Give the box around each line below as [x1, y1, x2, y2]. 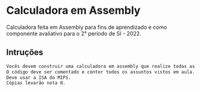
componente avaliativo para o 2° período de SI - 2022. [6, 29, 141, 37]
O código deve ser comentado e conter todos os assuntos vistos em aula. [6, 69, 196, 75]
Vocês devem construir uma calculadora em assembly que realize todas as [6, 63, 196, 69]
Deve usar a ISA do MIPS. [6, 75, 71, 81]
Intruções [6, 48, 43, 58]
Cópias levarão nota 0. [6, 80, 66, 86]
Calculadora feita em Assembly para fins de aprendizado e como [6, 23, 167, 31]
